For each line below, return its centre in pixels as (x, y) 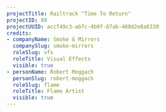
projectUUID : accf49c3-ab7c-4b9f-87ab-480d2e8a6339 (83, 26)
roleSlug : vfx (33, 53)
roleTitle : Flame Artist (49, 91)
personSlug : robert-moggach (53, 78)
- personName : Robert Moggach (50, 72)
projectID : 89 (27, 20)
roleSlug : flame (36, 85)
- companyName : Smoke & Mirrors (53, 40)
